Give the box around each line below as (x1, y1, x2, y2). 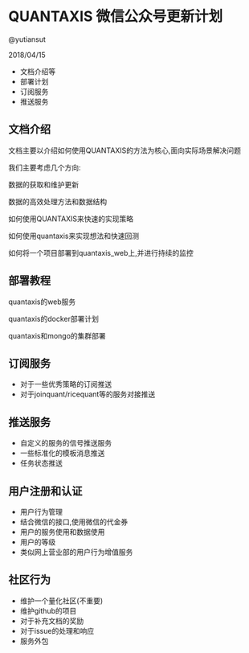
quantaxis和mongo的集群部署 (8, 331, 106, 340)
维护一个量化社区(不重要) (19, 596, 104, 606)
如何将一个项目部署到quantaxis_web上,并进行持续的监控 (8, 248, 194, 257)
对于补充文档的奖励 (19, 616, 84, 626)
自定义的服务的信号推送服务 (19, 438, 112, 448)
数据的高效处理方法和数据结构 (8, 196, 107, 206)
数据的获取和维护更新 (8, 179, 79, 189)
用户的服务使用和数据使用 (19, 528, 105, 536)
